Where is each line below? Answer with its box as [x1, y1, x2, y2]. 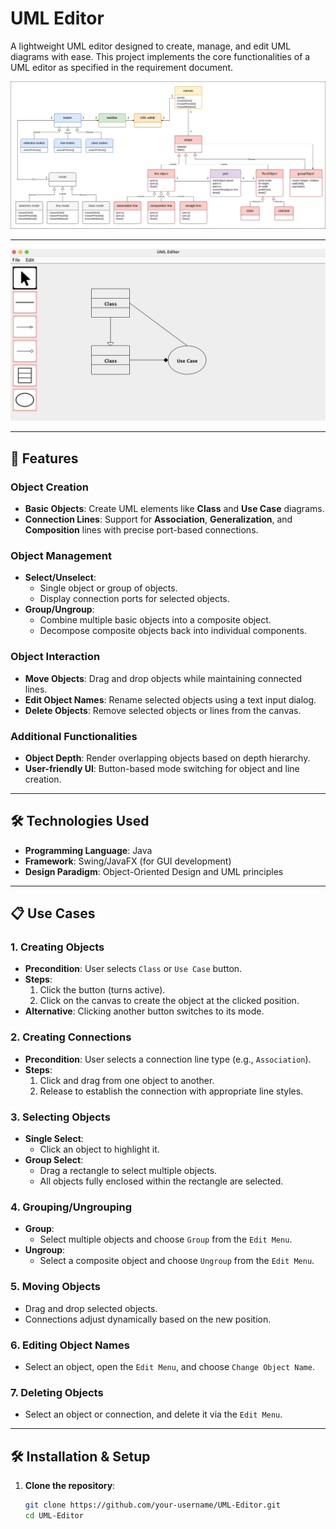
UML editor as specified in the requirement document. [10, 61, 234, 73]
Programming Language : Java [24, 844, 153, 856]
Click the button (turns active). [39, 984, 166, 996]
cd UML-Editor [24, 1510, 84, 1521]
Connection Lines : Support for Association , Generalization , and [24, 513, 293, 525]
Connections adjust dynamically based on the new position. [24, 1313, 272, 1325]
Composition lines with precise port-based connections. [24, 524, 259, 536]
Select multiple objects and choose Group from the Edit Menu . [39, 1233, 293, 1246]
